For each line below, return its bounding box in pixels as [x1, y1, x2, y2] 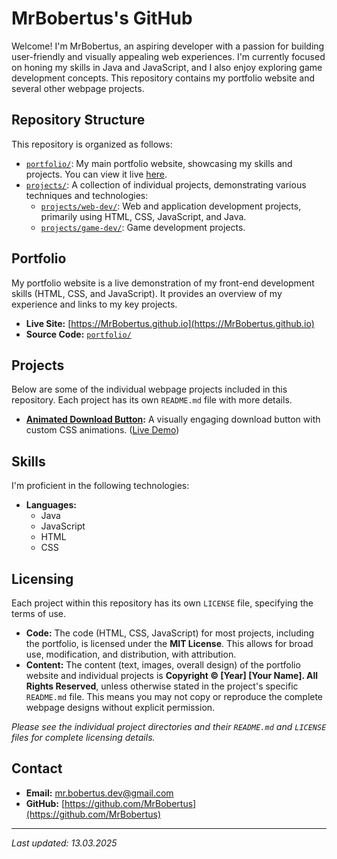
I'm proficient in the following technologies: [11, 480, 190, 492]
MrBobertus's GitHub [11, 7, 193, 30]
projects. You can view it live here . [25, 168, 168, 180]
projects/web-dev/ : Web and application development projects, [40, 200, 302, 212]
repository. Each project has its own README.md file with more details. [11, 394, 293, 406]
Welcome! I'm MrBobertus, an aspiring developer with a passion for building [11, 40, 325, 52]
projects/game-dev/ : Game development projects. [40, 221, 246, 233]
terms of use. [11, 608, 67, 619]
